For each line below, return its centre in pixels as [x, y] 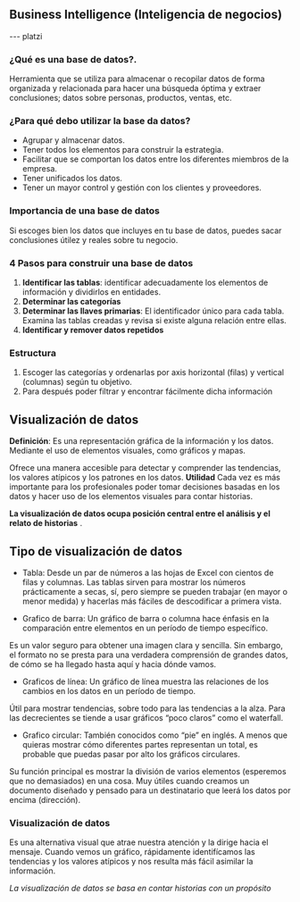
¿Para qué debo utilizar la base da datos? [100, 121]
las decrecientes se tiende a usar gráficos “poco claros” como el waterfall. [146, 717]
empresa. [40, 169]
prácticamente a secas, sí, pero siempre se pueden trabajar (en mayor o [155, 591]
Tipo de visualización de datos [96, 551]
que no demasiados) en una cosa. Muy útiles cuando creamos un [129, 781]
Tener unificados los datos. [72, 179]
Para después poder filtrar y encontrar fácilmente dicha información [147, 391]
